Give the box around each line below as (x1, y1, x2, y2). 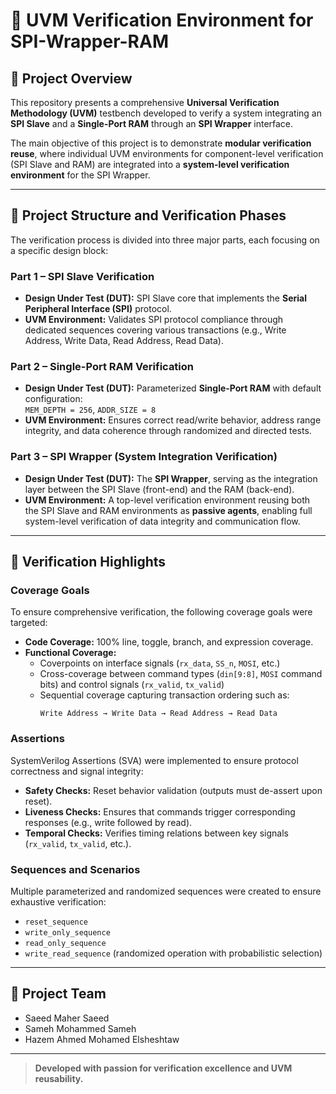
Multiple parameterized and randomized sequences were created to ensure (10, 885, 322, 897)
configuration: (24, 393, 83, 405)
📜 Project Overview (10, 70, 133, 87)
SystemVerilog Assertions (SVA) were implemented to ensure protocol (10, 754, 299, 766)
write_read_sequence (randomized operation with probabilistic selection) (24, 947, 323, 959)
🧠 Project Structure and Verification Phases (10, 207, 287, 224)
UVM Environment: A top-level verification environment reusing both (24, 494, 311, 506)
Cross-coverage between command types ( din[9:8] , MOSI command (39, 668, 323, 680)
